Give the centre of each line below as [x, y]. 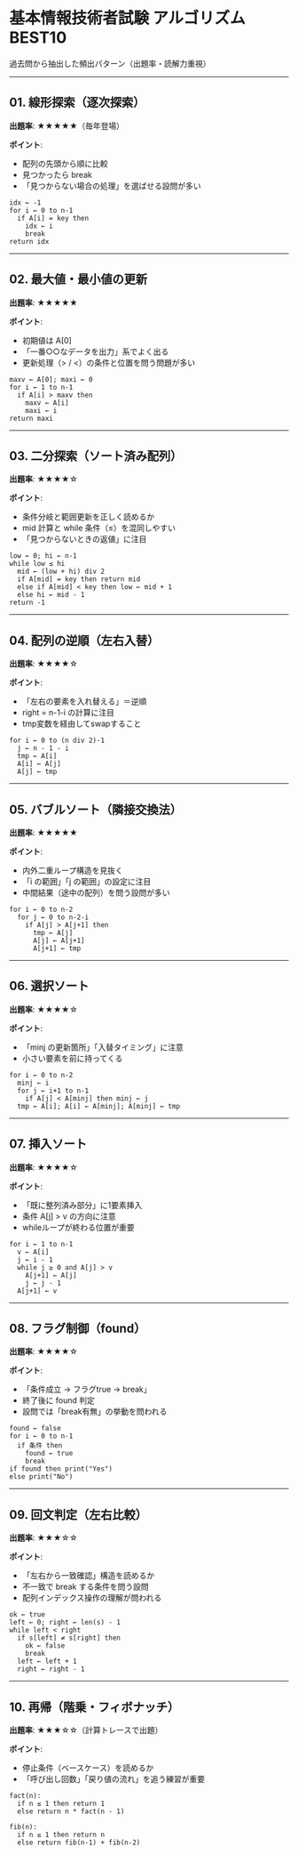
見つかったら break [57, 174]
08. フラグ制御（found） [78, 1329]
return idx [29, 241]
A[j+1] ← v [37, 1291]
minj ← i [33, 1083]
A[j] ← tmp [37, 772]
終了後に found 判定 [58, 1400]
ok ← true [27, 1615]
